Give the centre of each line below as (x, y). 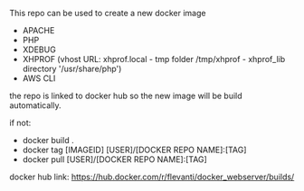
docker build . (48, 140)
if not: (20, 123)
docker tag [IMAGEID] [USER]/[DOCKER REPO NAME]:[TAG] (134, 150)
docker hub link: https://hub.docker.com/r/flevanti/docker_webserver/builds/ (152, 177)
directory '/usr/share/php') (72, 68)
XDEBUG (39, 50)
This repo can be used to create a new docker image (108, 13)
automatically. (35, 105)
